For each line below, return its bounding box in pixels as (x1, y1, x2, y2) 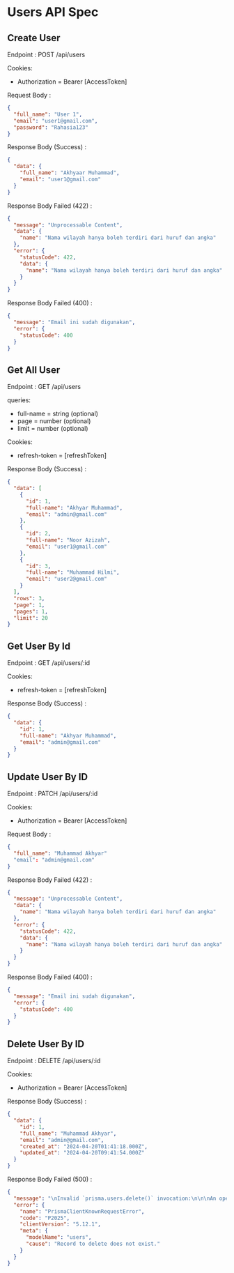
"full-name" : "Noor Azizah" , (25, 537, 111, 544)
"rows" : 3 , (13, 595, 45, 602)
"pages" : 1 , (13, 608, 49, 615)
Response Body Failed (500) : (7, 1175, 93, 1183)
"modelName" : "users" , (25, 1234, 92, 1241)
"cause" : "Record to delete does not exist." (25, 1240, 160, 1247)
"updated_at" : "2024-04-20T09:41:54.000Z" (19, 1150, 145, 1157)
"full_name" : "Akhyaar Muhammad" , (19, 169, 120, 176)
